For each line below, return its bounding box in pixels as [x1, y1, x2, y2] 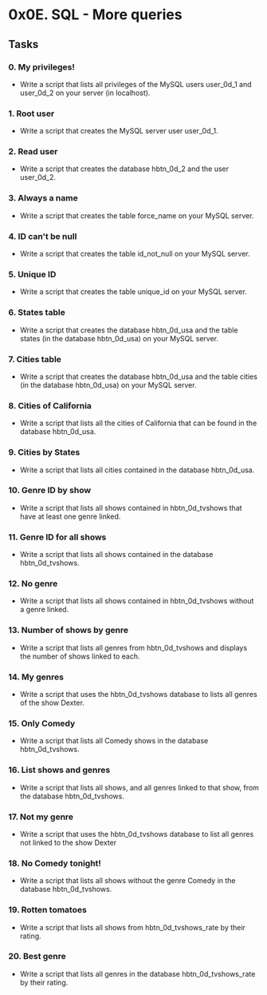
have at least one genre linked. [19, 511, 121, 521]
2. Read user [8, 146, 58, 157]
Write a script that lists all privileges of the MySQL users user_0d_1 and [19, 79, 253, 89]
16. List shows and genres [8, 765, 111, 776]
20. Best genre [8, 951, 66, 962]
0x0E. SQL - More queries [8, 6, 183, 24]
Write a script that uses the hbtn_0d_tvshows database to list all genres [19, 829, 254, 838]
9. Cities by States [8, 447, 80, 458]
